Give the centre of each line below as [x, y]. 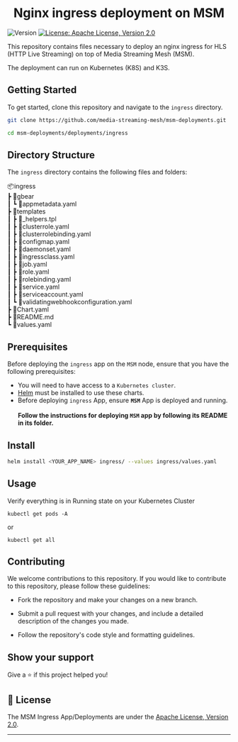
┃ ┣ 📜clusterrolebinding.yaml [49, 234]
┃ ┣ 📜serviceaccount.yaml [45, 294]
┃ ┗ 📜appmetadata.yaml [42, 204]
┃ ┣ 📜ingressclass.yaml [41, 257]
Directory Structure [51, 155]
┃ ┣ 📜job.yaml [27, 265]
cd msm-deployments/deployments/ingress [68, 133]
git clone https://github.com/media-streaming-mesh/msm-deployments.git [117, 120]
